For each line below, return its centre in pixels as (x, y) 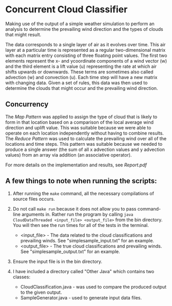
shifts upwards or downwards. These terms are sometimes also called (79, 72)
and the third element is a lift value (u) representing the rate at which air (81, 66)
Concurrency (27, 104)
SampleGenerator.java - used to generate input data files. (81, 298)
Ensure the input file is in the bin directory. (58, 261)
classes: (22, 277)
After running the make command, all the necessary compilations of (83, 193)
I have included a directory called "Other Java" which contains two (83, 271)
